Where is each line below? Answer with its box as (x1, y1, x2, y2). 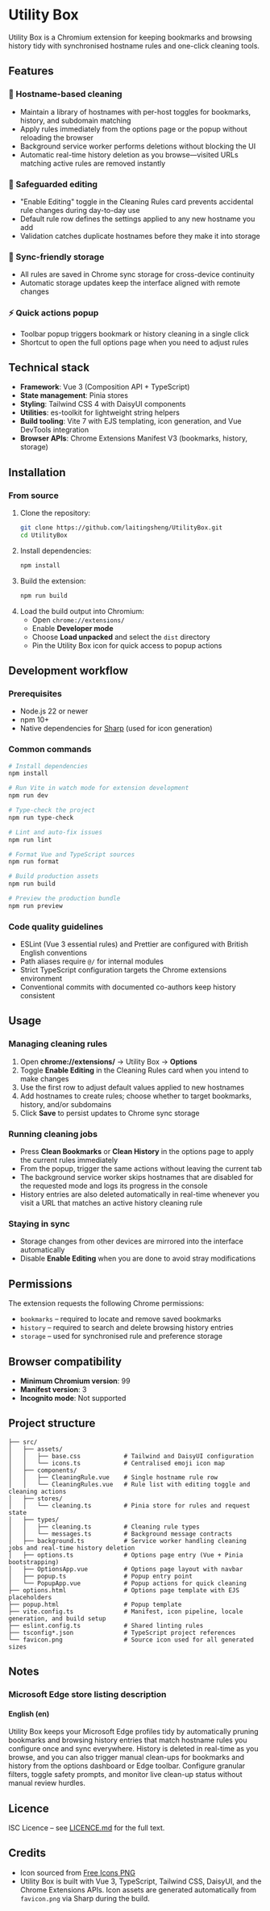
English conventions (19, 948, 87, 958)
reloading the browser (19, 132, 94, 142)
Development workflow (8, 663, 129, 677)
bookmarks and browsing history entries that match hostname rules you (8, 1735, 247, 1745)
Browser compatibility (8, 1354, 123, 1369)
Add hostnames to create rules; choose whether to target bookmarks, (19, 1091, 252, 1101)
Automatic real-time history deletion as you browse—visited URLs (19, 149, 239, 159)
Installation (8, 466, 66, 479)
